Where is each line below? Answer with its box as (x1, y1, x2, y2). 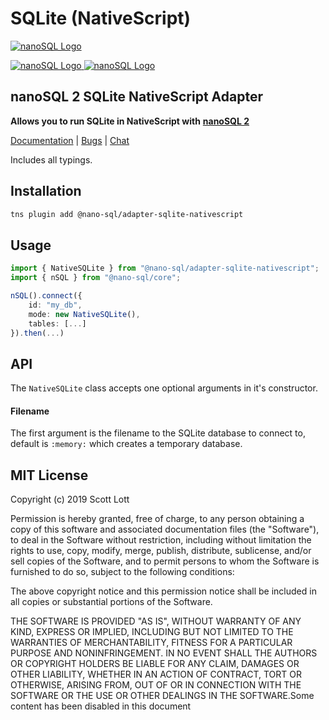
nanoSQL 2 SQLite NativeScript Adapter (10, 88, 263, 106)
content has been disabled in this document (10, 700, 192, 712)
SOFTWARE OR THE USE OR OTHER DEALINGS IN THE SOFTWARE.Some (10, 690, 315, 702)
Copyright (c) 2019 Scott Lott (10, 493, 130, 506)
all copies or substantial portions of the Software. (10, 596, 213, 608)
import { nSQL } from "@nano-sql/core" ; (10, 273, 182, 283)
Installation (10, 183, 82, 200)
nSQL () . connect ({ (10, 291, 83, 301)
